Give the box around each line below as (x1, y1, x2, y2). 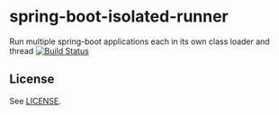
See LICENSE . (9, 95, 61, 106)
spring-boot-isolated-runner (9, 6, 229, 27)
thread (9, 45, 34, 56)
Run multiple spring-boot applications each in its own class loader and (9, 36, 270, 47)
